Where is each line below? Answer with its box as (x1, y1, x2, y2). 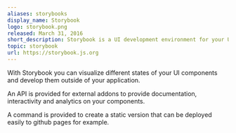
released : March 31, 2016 (7, 29, 83, 37)
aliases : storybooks (7, 10, 68, 17)
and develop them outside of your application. (7, 76, 140, 84)
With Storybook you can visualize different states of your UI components (7, 68, 218, 77)
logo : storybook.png (7, 23, 68, 30)
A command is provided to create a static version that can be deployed (7, 110, 212, 119)
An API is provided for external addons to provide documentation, (7, 89, 197, 98)
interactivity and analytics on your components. (7, 97, 145, 105)
